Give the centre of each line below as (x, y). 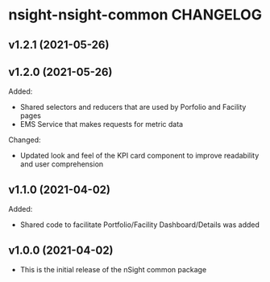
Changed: (25, 140)
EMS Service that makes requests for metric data (102, 124)
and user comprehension (62, 164)
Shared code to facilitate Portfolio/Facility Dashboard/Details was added (140, 225)
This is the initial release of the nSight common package (113, 270)
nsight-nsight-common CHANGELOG (135, 15)
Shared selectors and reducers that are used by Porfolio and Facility (133, 107)
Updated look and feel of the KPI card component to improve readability (139, 156)
